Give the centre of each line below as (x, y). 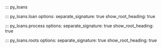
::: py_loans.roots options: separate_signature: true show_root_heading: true (81, 40)
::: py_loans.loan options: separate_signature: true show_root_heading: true (80, 16)
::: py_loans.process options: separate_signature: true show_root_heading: (79, 26)
